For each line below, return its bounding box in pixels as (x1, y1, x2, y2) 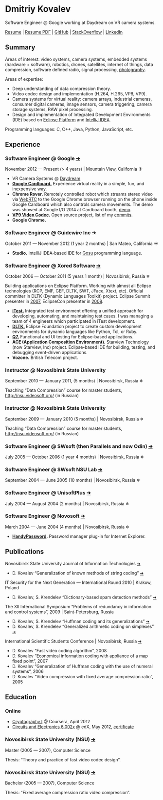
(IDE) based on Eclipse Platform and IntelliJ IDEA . (12, 116, 111, 123)
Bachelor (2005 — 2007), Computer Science (5, 780, 95, 786)
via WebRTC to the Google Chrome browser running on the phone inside (12, 197, 158, 202)
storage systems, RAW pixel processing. (12, 106, 93, 112)
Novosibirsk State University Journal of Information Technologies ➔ (5, 560, 141, 566)
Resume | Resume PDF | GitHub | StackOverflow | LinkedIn (5, 29, 123, 35)
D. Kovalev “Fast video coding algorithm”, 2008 (12, 647, 107, 653)
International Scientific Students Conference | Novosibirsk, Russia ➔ (5, 638, 142, 644)
